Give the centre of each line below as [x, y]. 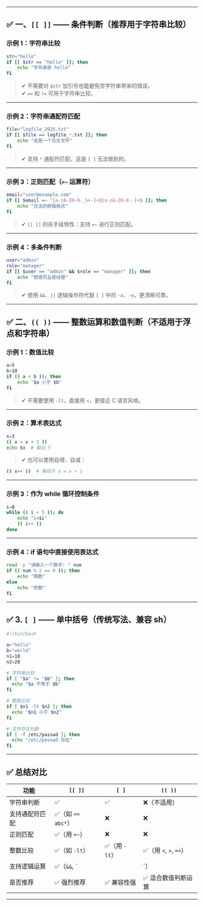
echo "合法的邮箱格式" [43, 206]
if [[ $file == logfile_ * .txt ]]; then [57, 135]
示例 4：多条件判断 [34, 247]
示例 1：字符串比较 [33, 43]
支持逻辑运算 [28, 866]
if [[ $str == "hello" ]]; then [47, 62]
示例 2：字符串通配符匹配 [43, 116]
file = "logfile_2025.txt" [38, 129]
